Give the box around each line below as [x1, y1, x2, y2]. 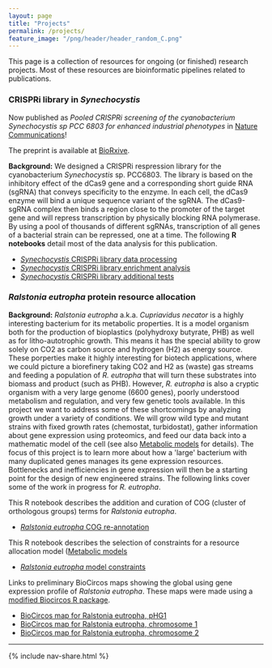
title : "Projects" [8, 19, 70, 28]
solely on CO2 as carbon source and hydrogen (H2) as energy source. [8, 344, 243, 354]
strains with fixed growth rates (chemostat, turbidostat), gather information [8, 422, 258, 432]
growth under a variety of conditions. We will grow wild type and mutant [8, 413, 249, 423]
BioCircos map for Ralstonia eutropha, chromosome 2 [19, 628, 200, 637]
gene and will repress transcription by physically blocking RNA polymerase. [8, 212, 261, 223]
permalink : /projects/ [8, 27, 85, 35]
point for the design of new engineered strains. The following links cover [8, 473, 251, 483]
